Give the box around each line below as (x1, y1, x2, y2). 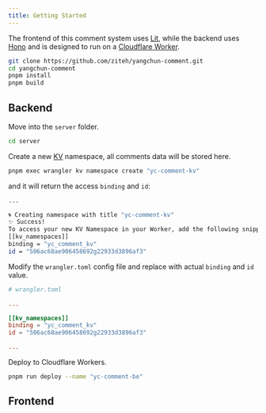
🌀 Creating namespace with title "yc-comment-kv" (8, 210, 174, 218)
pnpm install (8, 72, 51, 80)
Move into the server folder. (8, 122, 99, 131)
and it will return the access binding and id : (8, 181, 150, 191)
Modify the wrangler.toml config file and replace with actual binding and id (8, 262, 255, 271)
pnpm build (8, 79, 44, 87)
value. (8, 270, 28, 279)
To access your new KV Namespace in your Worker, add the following (8, 225, 239, 233)
